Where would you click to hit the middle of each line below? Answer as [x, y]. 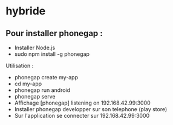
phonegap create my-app [46, 77]
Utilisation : [20, 66]
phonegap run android [42, 90]
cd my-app [28, 84]
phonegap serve [35, 96]
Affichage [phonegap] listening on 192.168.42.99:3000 [82, 103]
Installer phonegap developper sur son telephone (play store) [91, 109]
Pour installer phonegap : [54, 33]
